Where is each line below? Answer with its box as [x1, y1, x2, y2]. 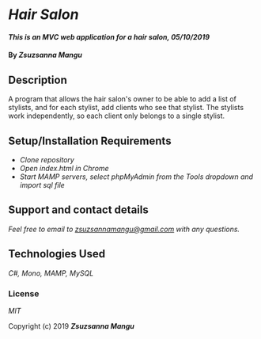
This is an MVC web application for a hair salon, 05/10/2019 [8, 32, 210, 41]
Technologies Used [8, 247, 105, 261]
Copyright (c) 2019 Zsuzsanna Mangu [8, 321, 134, 330]
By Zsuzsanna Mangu [8, 50, 83, 60]
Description [8, 73, 67, 86]
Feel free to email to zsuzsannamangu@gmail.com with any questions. [8, 224, 240, 234]
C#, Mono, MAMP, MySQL [8, 268, 94, 278]
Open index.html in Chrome [19, 164, 109, 173]
